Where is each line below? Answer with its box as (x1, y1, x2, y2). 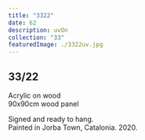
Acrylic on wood (8, 90, 61, 100)
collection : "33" (8, 33, 65, 42)
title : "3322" (8, 11, 55, 20)
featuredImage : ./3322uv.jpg (8, 41, 103, 49)
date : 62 (8, 19, 37, 27)
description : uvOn (8, 26, 68, 34)
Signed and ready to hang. (8, 114, 94, 123)
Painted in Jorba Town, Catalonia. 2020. (8, 123, 138, 132)
